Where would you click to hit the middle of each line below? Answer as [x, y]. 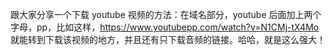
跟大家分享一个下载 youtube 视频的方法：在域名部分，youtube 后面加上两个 [166, 14]
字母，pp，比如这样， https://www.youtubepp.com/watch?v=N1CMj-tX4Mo [165, 27]
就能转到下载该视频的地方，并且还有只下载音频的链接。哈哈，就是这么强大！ [168, 39]
